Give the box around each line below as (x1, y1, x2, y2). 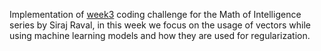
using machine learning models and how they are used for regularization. (9, 30, 311, 41)
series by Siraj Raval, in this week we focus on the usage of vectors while (9, 19, 311, 31)
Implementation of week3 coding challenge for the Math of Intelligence (9, 9, 302, 20)
